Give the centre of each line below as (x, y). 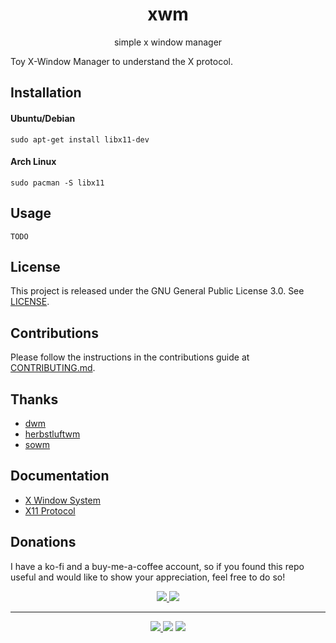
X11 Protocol (50, 510)
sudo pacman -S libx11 (57, 183)
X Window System (62, 500)
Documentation (60, 476)
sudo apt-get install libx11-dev (80, 139)
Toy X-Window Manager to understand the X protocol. (121, 61)
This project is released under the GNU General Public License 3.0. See (157, 291)
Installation (46, 93)
